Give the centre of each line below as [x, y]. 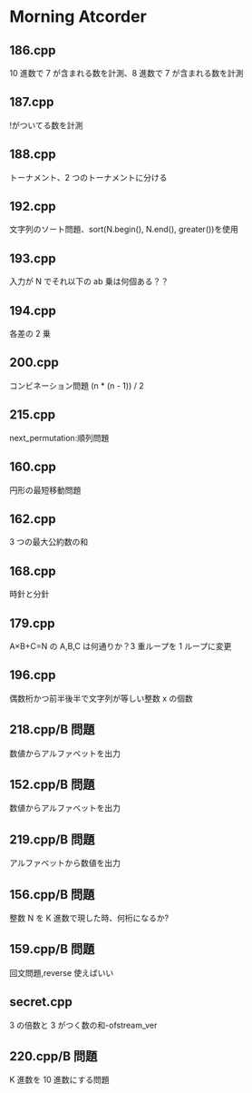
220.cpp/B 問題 [53, 1056]
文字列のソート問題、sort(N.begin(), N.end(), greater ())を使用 [124, 230]
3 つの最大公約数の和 [49, 542]
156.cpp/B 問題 [52, 895]
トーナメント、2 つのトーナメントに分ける [88, 177]
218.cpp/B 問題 [52, 729]
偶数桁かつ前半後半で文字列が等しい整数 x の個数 [101, 698]
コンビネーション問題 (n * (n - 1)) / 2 [77, 385]
